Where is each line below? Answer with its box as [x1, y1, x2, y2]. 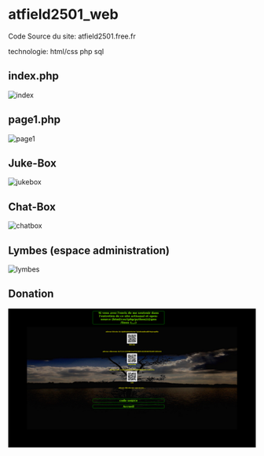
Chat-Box [8, 200, 57, 213]
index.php [8, 69, 59, 83]
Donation [8, 287, 54, 301]
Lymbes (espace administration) [8, 243, 170, 257]
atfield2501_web [8, 5, 119, 24]
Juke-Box [8, 156, 57, 170]
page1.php [8, 113, 61, 126]
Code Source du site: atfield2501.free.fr [8, 31, 136, 41]
